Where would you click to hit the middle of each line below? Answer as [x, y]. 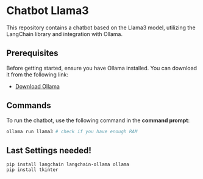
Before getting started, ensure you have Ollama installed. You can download [101, 68]
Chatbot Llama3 [48, 11]
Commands [29, 105]
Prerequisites [32, 53]
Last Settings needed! [49, 150]
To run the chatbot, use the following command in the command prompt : [98, 120]
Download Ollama [37, 86]
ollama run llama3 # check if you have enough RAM [72, 131]
